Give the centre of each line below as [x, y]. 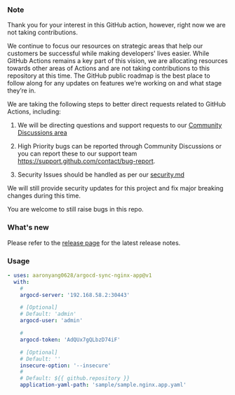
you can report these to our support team [77, 154]
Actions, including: [34, 112]
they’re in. [22, 91]
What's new [28, 228]
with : [22, 282]
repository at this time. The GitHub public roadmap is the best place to [109, 76]
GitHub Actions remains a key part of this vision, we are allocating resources [117, 61]
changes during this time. [44, 196]
